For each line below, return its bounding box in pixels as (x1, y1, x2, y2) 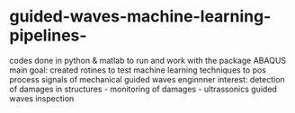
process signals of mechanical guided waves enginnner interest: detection (9, 74, 285, 84)
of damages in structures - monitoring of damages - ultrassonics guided (9, 83, 277, 94)
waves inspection (9, 92, 75, 104)
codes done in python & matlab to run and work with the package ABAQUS (9, 55, 287, 65)
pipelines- (9, 25, 87, 46)
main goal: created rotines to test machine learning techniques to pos (9, 65, 267, 75)
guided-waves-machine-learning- (9, 6, 272, 27)
